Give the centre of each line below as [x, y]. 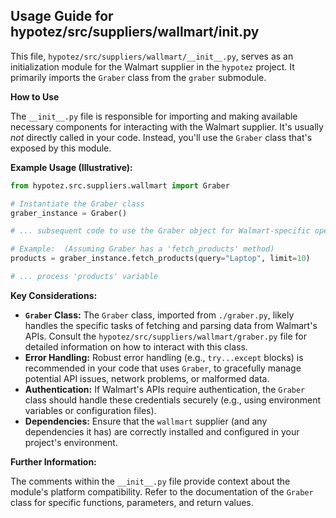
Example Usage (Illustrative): [71, 167]
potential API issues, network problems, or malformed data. [147, 378]
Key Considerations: [54, 295]
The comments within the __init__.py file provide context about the [150, 481]
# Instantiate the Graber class [77, 204]
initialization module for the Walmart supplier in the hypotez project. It [152, 66]
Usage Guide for [62, 16]
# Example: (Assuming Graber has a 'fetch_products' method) [142, 249]
